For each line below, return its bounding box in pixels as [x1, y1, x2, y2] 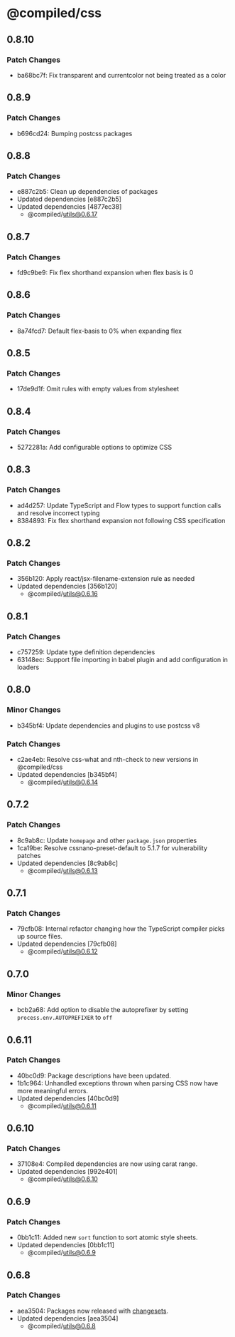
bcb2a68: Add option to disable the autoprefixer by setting [16, 1006, 189, 1014]
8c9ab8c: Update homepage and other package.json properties [16, 836, 197, 845]
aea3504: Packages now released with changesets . [16, 1306, 168, 1315]
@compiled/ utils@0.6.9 [27, 1249, 97, 1257]
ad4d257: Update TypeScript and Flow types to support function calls [16, 501, 222, 510]
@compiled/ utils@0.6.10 [27, 1175, 99, 1184]
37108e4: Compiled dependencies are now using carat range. [16, 1160, 198, 1168]
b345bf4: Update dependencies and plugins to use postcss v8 [16, 721, 200, 730]
